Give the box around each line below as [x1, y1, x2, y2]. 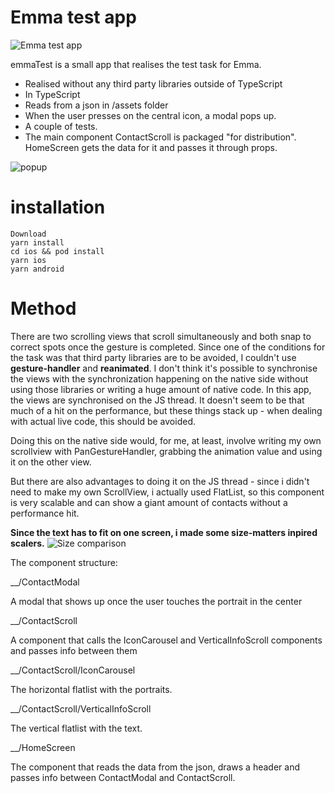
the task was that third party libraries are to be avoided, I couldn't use [10, 351, 297, 363]
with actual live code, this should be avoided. [10, 415, 196, 427]
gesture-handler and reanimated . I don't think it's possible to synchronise [10, 362, 318, 374]
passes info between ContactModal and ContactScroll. [10, 771, 236, 783]
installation [10, 196, 106, 219]
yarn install [10, 237, 65, 248]
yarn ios [10, 255, 47, 265]
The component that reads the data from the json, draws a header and [10, 761, 300, 773]
